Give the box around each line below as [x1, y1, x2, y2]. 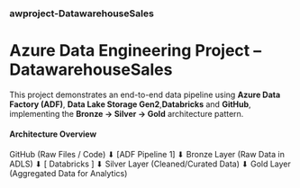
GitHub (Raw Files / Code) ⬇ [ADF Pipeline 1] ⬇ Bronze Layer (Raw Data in [9, 149, 286, 160]
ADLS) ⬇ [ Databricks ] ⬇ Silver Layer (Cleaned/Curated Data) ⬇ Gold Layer [9, 158, 291, 169]
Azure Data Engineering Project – [9, 40, 262, 61]
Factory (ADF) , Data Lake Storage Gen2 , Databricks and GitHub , [9, 98, 251, 110]
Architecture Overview [9, 129, 97, 139]
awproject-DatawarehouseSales [9, 7, 155, 20]
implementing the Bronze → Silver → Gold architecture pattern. [9, 108, 244, 119]
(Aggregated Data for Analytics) [9, 168, 128, 179]
